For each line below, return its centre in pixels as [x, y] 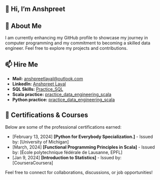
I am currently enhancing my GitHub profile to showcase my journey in [77, 38]
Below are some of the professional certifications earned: [63, 127]
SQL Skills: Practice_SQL [38, 89]
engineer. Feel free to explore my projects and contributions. [66, 48]
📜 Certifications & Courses [47, 115]
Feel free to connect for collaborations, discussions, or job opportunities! [79, 172]
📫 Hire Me [22, 64]
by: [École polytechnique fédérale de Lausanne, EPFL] [67, 152]
